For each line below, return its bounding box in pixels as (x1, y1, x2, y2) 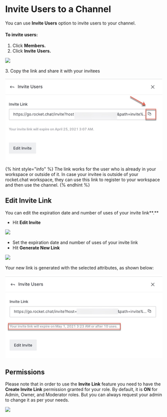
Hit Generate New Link (12, 244, 60, 250)
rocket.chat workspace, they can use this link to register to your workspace (5, 176, 161, 182)
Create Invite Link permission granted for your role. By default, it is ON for (5, 386, 158, 392)
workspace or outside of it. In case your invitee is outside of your (5, 171, 139, 177)
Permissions (5, 367, 45, 376)
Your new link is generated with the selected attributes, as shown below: (5, 264, 154, 270)
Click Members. (12, 42, 46, 48)
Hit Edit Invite (12, 219, 41, 225)
